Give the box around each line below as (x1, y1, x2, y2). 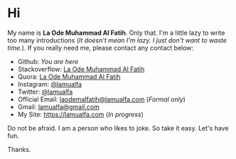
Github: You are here (17, 57, 79, 65)
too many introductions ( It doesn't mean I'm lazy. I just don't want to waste (7, 35, 227, 44)
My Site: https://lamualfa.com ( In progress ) (17, 110, 144, 119)
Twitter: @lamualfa (17, 87, 73, 96)
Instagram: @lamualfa (17, 79, 82, 88)
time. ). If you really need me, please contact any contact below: (7, 43, 194, 52)
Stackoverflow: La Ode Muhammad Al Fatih (17, 65, 145, 73)
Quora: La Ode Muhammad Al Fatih (17, 72, 121, 81)
